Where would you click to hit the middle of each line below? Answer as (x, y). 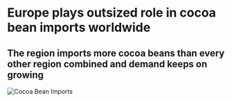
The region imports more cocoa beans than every (116, 53)
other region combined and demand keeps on (107, 64)
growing (25, 75)
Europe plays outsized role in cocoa (112, 13)
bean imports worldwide (79, 27)
